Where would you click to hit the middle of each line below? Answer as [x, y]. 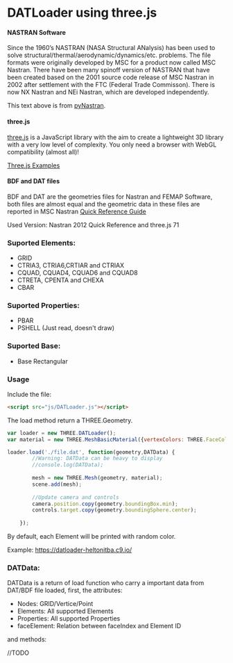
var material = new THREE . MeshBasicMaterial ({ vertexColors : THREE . [107, 439]
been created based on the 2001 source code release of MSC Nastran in [111, 77]
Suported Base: [34, 346]
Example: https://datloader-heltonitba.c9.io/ [70, 550]
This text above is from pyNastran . [57, 106]
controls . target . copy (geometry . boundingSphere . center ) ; [114, 510]
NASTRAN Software [36, 32]
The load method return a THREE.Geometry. [70, 420]
